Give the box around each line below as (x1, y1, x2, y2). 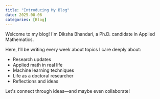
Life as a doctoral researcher (12, 73, 74, 79)
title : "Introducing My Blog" (5, 7, 70, 13)
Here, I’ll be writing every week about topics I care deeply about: (5, 47, 142, 53)
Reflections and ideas (12, 78, 59, 85)
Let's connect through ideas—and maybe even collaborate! (5, 88, 130, 94)
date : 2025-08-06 (5, 12, 42, 17)
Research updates (12, 56, 51, 63)
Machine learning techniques (12, 67, 74, 73)
